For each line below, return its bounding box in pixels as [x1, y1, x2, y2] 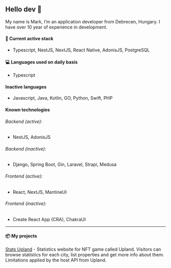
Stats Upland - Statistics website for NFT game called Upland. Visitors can [5, 246, 161, 252]
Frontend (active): [5, 173, 43, 180]
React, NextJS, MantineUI [12, 189, 67, 195]
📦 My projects [5, 233, 37, 239]
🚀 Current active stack [5, 36, 53, 42]
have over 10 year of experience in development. [5, 24, 108, 30]
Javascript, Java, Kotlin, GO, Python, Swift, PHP [12, 95, 113, 101]
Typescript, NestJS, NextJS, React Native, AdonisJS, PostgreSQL [12, 47, 150, 53]
